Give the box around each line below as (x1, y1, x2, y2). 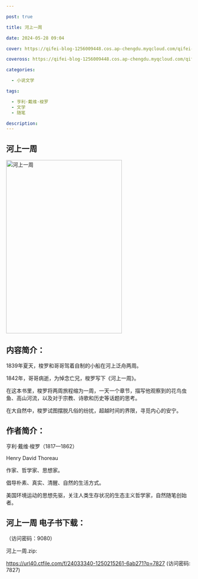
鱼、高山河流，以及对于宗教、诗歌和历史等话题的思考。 (6, 394, 140, 401)
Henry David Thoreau (6, 454, 58, 461)
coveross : (6, 57, 31, 62)
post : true (6, 14, 33, 19)
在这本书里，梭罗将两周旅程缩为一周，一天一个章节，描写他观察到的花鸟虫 (6, 387, 187, 394)
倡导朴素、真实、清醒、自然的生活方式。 (6, 479, 104, 486)
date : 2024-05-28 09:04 (6, 35, 65, 41)
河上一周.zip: (6, 547, 37, 554)
